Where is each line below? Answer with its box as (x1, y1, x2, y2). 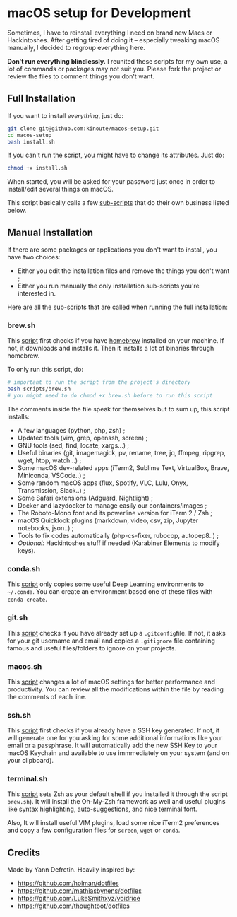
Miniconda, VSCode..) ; (17, 471, 85, 479)
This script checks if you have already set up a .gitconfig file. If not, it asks (7, 629, 226, 637)
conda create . (7, 595, 47, 604)
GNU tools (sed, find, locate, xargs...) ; (17, 440, 129, 450)
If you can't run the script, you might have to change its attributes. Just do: (7, 151, 224, 160)
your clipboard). (7, 757, 54, 765)
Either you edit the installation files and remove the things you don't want (17, 267, 230, 275)
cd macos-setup (7, 132, 52, 139)
